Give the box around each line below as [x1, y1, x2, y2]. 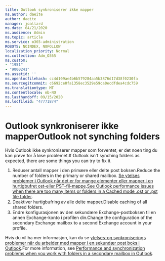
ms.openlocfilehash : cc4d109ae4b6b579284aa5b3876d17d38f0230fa [5, 76, 138, 81]
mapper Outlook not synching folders [5, 131, 160, 142]
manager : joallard [5, 21, 43, 26]
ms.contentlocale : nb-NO [5, 90, 56, 95]
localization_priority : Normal [5, 48, 70, 53]
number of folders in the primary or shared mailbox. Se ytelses [12, 173, 140, 178]
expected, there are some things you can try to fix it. [5, 158, 112, 164]
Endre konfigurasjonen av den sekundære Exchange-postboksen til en [12, 210, 156, 216]
